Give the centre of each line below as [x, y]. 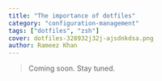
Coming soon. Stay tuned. [72, 68]
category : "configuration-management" [74, 23]
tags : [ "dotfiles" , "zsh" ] [54, 30]
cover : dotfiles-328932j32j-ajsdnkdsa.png [81, 38]
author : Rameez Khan [43, 46]
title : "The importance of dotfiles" [72, 16]
